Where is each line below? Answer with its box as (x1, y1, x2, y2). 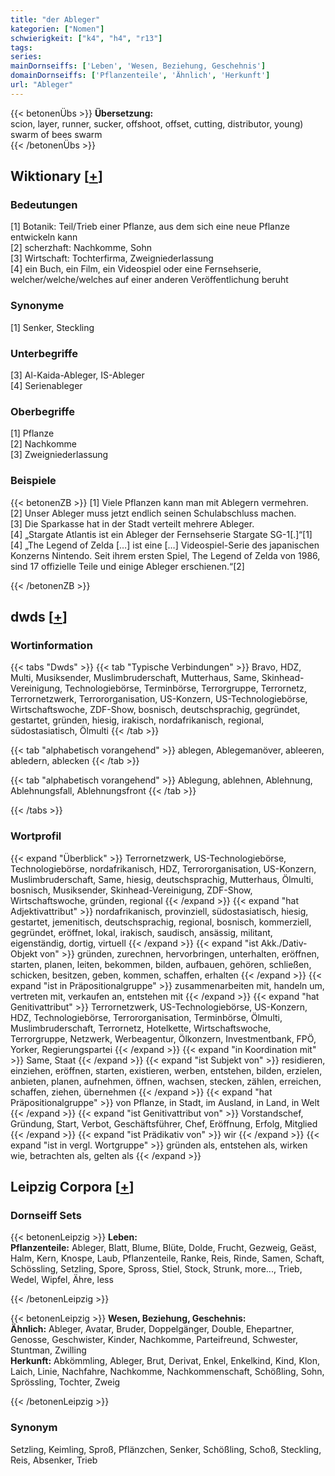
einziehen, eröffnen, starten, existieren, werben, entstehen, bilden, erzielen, (10, 1064, 323, 1076)
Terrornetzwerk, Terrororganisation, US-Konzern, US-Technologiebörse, (10, 693, 308, 705)
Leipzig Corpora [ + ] (10, 1179, 135, 1195)
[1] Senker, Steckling (10, 321, 95, 333)
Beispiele (10, 474, 57, 488)
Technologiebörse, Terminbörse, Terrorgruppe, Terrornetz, (64, 682, 307, 695)
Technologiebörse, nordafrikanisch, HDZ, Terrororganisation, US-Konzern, (10, 862, 317, 875)
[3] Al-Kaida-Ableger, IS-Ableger (10, 369, 145, 381)
